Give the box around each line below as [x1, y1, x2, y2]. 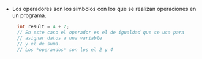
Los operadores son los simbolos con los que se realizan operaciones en [12, 6, 196, 12]
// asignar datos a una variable [17, 35, 102, 41]
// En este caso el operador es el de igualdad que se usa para [17, 29, 185, 36]
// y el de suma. [17, 41, 61, 47]
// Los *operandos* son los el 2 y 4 [17, 46, 113, 53]
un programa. [12, 12, 47, 19]
